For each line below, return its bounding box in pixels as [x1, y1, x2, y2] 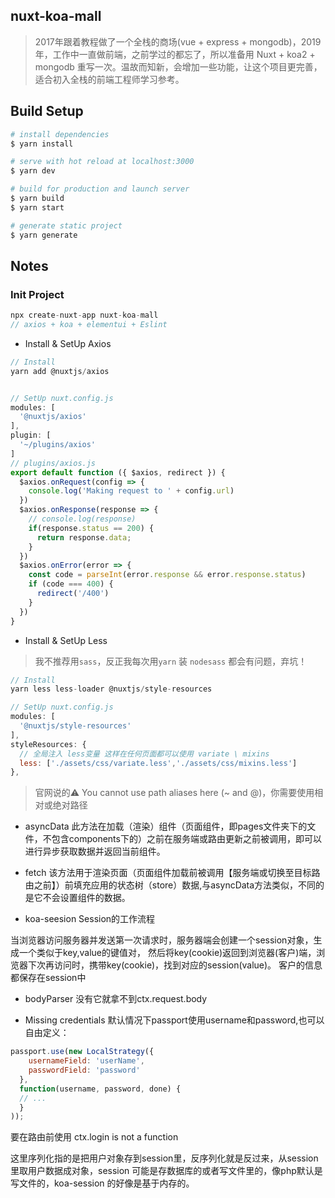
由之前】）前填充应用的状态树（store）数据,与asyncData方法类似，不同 [24, 879, 317, 891]
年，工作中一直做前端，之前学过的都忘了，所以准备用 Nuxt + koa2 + [34, 48, 316, 60]
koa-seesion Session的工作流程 [24, 913, 156, 925]
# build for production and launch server [10, 184, 190, 194]
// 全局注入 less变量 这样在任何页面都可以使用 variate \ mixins [19, 749, 270, 759]
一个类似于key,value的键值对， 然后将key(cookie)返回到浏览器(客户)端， [18, 947, 317, 959]
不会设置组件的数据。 [42, 892, 131, 904]
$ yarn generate [10, 230, 78, 240]
